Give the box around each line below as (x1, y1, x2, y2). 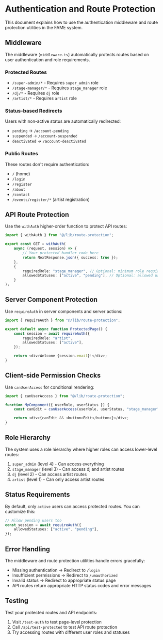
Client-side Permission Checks (5, 371, 101, 379)
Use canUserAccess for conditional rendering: (5, 384, 95, 390)
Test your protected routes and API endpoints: (5, 609, 98, 615)
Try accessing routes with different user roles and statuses (12, 629, 130, 635)
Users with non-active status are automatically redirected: (5, 118, 121, 124)
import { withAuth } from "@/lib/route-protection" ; (5, 233, 114, 238)
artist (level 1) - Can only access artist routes (12, 476, 105, 482)
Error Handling (5, 545, 50, 553)
